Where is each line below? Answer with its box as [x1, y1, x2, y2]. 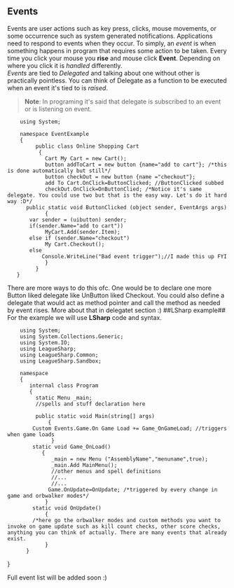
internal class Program [29, 381, 99, 389]
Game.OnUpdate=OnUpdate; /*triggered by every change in [48, 486, 218, 493]
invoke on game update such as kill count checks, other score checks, [7, 523, 221, 530]
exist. [7, 535, 27, 542]
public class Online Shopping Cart [35, 143, 139, 150]
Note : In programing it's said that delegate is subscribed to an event [24, 97, 221, 106]
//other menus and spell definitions [51, 468, 161, 475]
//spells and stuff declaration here [35, 400, 146, 407]
